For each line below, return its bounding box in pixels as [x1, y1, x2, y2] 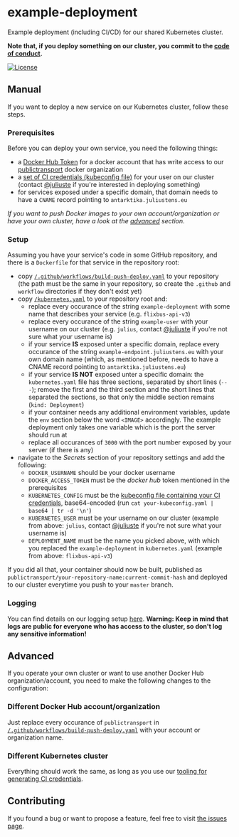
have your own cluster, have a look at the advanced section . [7, 217, 185, 225]
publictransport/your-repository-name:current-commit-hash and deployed [7, 573, 228, 582]
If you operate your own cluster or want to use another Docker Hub [7, 669, 204, 678]
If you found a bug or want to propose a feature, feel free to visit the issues [7, 814, 228, 822]
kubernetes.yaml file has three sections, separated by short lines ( [28, 378, 222, 386]
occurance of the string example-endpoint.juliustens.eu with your [28, 348, 224, 356]
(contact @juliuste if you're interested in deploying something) [17, 181, 201, 189]
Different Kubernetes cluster [7, 751, 109, 761]
